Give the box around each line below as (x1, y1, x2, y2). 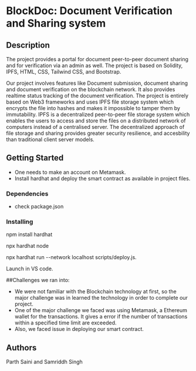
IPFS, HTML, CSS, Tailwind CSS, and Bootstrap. (6, 68, 121, 75)
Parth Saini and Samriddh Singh (6, 358, 83, 366)
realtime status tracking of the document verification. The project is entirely (6, 92, 189, 99)
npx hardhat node (6, 243, 49, 250)
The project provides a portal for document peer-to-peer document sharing (6, 56, 189, 62)
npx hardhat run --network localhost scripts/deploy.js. (6, 254, 137, 261)
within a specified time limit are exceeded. (14, 319, 117, 326)
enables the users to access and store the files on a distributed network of (6, 117, 186, 124)
